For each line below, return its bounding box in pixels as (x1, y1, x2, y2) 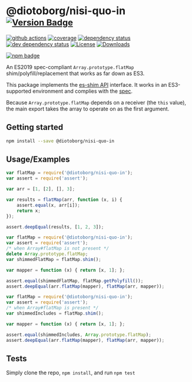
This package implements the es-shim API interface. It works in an (6, 81, 167, 88)
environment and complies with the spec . (32, 87, 133, 94)
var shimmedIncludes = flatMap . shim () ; (6, 311, 104, 316)
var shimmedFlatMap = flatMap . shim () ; (6, 256, 101, 262)
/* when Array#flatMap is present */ (6, 305, 99, 311)
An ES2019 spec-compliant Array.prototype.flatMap (6, 63, 134, 70)
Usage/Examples (6, 155, 70, 165)
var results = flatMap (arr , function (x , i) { (6, 197, 123, 203)
